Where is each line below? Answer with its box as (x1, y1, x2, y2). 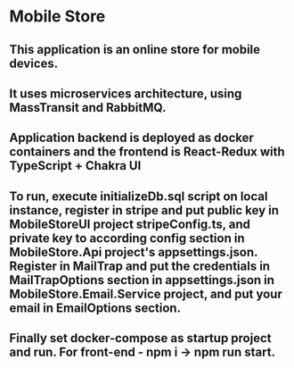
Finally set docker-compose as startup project (9, 330, 272, 346)
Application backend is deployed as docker (9, 130, 254, 146)
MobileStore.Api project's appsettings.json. (9, 244, 258, 260)
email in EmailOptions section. (9, 300, 181, 315)
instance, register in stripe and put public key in (9, 203, 279, 218)
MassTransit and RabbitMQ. (9, 100, 167, 115)
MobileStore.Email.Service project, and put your (9, 286, 282, 301)
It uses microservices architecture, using (9, 86, 242, 101)
